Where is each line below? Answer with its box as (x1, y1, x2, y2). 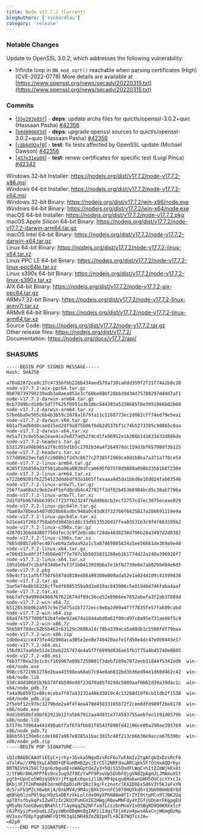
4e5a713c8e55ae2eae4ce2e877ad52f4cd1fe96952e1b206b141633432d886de (6, 434, 182, 440)
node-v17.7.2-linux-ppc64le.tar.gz (6, 503, 97, 510)
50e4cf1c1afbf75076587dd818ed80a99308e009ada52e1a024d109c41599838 (6, 573, 182, 579)
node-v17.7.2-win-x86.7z (6, 621, 69, 627)
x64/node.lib (6, 674, 40, 681)
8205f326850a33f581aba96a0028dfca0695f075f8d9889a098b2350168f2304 (6, 466, 182, 472)
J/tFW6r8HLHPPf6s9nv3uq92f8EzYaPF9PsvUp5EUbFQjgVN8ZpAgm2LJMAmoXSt (6, 771, 182, 777)
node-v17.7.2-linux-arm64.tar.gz (6, 460, 91, 467)
